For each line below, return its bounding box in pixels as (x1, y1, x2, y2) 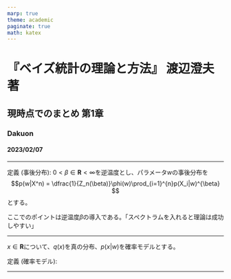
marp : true (7, 10, 38, 17)
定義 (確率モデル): (7, 257, 58, 265)
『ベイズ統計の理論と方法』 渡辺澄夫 (7, 61, 214, 76)
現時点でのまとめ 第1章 (7, 107, 104, 119)
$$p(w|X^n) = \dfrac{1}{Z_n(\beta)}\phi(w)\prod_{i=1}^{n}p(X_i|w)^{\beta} (11, 179, 220, 188)
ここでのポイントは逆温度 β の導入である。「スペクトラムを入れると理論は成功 (7, 212, 224, 221)
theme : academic (7, 16, 54, 23)
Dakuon (7, 129, 34, 138)
